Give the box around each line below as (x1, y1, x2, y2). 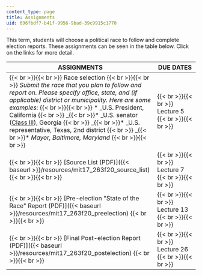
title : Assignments (6, 14, 55, 20)
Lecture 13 (157, 205, 188, 214)
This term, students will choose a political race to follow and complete (6, 37, 179, 44)
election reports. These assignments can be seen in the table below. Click (6, 43, 189, 50)
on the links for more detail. (6, 49, 74, 56)
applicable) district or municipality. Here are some (9, 96, 151, 104)
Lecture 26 (157, 245, 188, 254)
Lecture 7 (157, 166, 185, 174)
